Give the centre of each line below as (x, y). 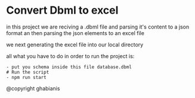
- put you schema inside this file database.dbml (69, 67)
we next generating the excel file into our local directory (75, 45)
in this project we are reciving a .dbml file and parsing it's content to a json (98, 27)
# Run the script (28, 72)
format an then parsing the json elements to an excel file (75, 33)
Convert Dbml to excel (62, 10)
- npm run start (26, 77)
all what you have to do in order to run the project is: (70, 56)
